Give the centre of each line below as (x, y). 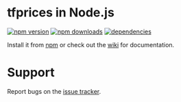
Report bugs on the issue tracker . (54, 91)
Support (31, 73)
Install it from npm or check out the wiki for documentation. (91, 44)
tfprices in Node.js (61, 13)
